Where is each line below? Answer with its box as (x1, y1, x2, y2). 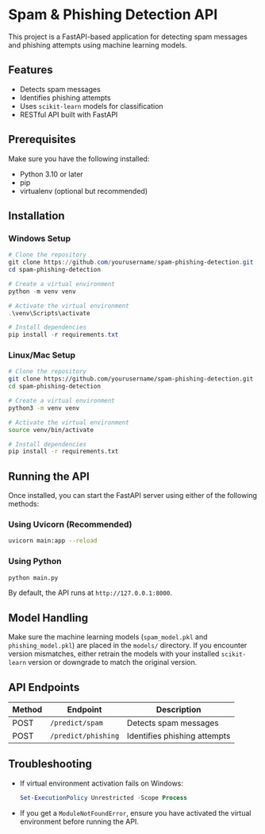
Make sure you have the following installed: (8, 153, 150, 164)
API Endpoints (8, 681, 80, 694)
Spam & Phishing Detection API (8, 6, 218, 24)
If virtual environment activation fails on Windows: (19, 778, 184, 788)
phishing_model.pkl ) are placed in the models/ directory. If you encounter (8, 641, 248, 651)
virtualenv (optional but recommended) (19, 186, 148, 195)
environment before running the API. (19, 817, 139, 826)
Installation (8, 209, 65, 222)
